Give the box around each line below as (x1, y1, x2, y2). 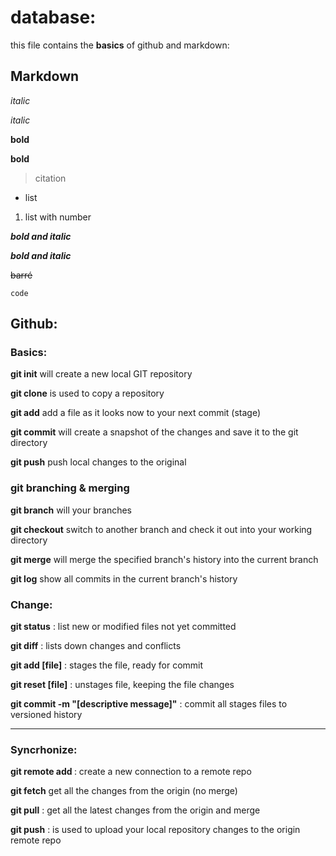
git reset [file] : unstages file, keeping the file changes (10, 679, 235, 691)
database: (10, 6, 97, 29)
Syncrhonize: (10, 742, 78, 756)
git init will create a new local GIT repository (10, 368, 193, 380)
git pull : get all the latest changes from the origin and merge (10, 804, 261, 816)
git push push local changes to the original (10, 456, 187, 468)
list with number (24, 211, 92, 223)
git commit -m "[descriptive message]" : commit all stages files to (10, 698, 288, 710)
